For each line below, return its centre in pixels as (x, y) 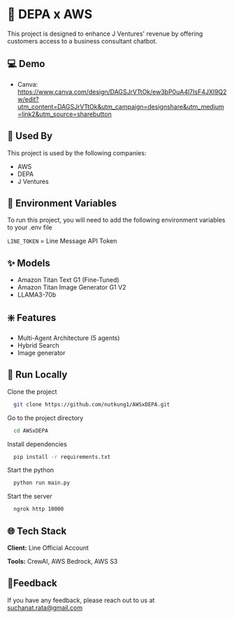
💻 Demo (26, 64)
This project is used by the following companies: (77, 152)
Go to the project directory (45, 418)
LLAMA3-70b (37, 295)
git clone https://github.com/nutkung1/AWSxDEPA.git (92, 404)
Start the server (30, 497)
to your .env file (30, 227)
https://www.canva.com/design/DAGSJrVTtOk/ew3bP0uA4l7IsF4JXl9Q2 (122, 92)
